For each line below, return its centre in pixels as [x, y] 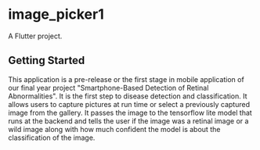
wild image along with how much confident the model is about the [114, 129]
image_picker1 [56, 14]
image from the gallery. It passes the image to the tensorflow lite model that [130, 112]
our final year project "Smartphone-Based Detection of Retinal [108, 87]
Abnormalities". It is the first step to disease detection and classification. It [128, 96]
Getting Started [47, 61]
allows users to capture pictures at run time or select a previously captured [129, 104]
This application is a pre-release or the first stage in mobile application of [126, 79]
